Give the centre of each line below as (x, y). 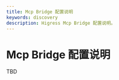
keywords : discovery (32, 17)
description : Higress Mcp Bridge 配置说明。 (61, 23)
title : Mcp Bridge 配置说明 (40, 12)
